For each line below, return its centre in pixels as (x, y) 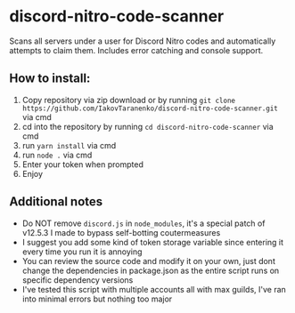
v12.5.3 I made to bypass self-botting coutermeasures (121, 232)
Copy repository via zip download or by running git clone (129, 100)
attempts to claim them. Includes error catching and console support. (136, 50)
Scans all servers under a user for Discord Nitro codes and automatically (143, 41)
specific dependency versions (78, 280)
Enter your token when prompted (83, 164)
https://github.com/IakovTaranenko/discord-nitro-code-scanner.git (150, 108)
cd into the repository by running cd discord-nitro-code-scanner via (147, 126)
